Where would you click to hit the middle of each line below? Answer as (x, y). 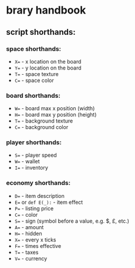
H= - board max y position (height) (55, 115)
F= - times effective (38, 246)
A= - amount (29, 227)
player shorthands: (34, 143)
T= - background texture (44, 121)
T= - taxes (26, 252)
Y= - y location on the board (48, 68)
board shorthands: (33, 95)
